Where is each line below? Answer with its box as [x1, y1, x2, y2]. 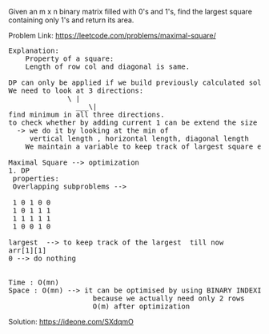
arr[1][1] [8, 246, 46, 255]
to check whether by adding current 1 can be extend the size [8, 118, 258, 127]
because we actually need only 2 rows [92, 294, 246, 303]
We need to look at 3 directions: [8, 86, 144, 95]
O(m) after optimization [92, 302, 191, 311]
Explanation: [8, 46, 60, 55]
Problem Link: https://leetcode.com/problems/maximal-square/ [8, 31, 216, 40]
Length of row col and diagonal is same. [25, 62, 191, 71]
